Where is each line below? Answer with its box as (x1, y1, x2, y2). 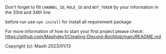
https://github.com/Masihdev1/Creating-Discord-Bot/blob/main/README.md (5, 34, 161, 39)
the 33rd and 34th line (5, 9, 51, 15)
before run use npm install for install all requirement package (5, 19, 132, 25)
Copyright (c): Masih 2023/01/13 (5, 43, 71, 49)
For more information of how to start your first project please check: (5, 28, 144, 34)
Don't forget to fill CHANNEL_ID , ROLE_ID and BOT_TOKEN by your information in (5, 4, 159, 10)
